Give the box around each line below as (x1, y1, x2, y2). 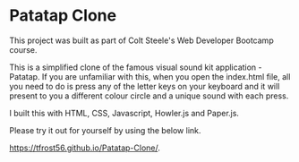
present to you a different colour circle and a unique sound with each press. (9, 90, 289, 101)
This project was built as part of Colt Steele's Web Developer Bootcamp (9, 35, 275, 46)
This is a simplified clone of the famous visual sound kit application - (9, 62, 262, 72)
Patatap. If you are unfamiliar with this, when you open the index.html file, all (9, 71, 291, 81)
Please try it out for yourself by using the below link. (9, 124, 201, 135)
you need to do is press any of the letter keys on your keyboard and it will (9, 81, 280, 91)
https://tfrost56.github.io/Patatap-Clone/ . (9, 142, 161, 153)
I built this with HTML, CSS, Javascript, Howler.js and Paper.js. (9, 107, 240, 118)
